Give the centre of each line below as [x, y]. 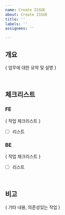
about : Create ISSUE [27, 15]
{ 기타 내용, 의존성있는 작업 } [33, 207]
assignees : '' [20, 29]
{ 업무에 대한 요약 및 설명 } [31, 67]
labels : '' [16, 24]
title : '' [15, 19]
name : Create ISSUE [25, 10]
